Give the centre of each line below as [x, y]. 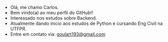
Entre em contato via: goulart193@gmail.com [58, 34]
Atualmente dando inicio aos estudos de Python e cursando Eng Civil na [86, 23]
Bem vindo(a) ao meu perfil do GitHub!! [52, 13]
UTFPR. [18, 29]
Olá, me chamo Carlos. [34, 7]
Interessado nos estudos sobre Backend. [53, 18]
